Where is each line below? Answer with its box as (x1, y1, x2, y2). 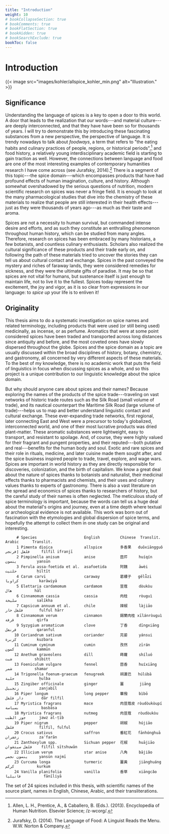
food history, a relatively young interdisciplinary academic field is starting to (5, 150, 162, 156)
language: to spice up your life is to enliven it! (5, 289, 99, 295)
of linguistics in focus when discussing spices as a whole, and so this (5, 365, 149, 371)
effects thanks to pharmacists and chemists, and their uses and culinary (5, 477, 154, 483)
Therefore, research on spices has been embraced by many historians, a (5, 235, 156, 242)
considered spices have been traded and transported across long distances (5, 333, 162, 339)
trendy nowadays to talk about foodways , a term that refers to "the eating (5, 139, 157, 145)
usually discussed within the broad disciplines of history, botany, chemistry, (5, 349, 162, 355)
